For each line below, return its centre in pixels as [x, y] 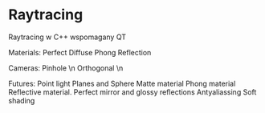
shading [22, 100]
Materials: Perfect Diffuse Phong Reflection [80, 52]
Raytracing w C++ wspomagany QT [67, 37]
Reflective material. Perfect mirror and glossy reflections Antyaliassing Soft [132, 92]
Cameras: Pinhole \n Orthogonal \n [66, 68]
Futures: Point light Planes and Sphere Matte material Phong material [122, 83]
